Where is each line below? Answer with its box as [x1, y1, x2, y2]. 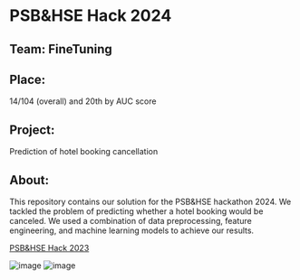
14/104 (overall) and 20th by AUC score [9, 96, 157, 107]
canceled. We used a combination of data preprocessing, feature [9, 216, 252, 227]
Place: [9, 71, 46, 87]
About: [9, 173, 50, 188]
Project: [9, 122, 55, 137]
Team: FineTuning [9, 42, 113, 57]
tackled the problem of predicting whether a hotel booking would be [9, 206, 264, 217]
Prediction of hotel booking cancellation [9, 146, 159, 157]
